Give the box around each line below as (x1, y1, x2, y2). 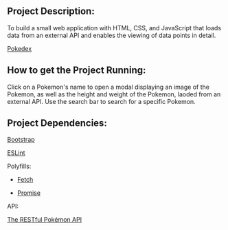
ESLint (7, 149, 25, 157)
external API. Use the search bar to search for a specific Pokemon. (7, 97, 196, 105)
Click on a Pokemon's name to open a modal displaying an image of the (7, 83, 209, 91)
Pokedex (7, 44, 32, 52)
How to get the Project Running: (7, 65, 146, 76)
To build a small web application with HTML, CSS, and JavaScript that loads (7, 23, 222, 32)
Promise (16, 189, 41, 197)
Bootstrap (7, 136, 36, 144)
